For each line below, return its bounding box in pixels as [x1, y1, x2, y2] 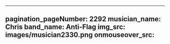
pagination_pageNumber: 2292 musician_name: [5, 15, 161, 23]
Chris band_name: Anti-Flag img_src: [5, 23, 125, 31]
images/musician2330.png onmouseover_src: [5, 31, 155, 39]
